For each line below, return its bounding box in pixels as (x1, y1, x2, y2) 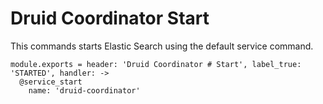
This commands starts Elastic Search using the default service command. (10, 40, 314, 52)
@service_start (19, 77, 83, 87)
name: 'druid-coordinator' (28, 85, 141, 96)
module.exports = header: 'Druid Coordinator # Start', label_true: (10, 59, 302, 69)
